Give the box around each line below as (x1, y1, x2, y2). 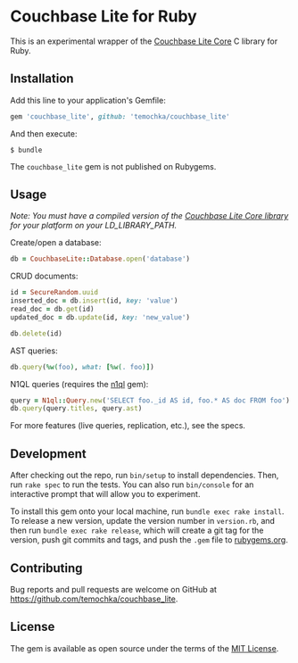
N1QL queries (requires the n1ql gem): (10, 378, 149, 389)
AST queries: (10, 345, 58, 356)
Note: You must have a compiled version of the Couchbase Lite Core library (10, 211, 289, 221)
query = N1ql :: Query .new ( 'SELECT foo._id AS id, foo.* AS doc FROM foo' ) (10, 395, 291, 405)
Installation (10, 71, 74, 87)
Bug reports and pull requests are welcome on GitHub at (10, 584, 218, 594)
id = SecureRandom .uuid (10, 288, 99, 297)
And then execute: (10, 128, 78, 139)
